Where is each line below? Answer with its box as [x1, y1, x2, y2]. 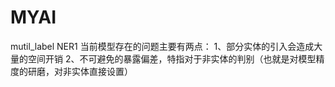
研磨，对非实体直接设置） [27, 65, 133, 77]
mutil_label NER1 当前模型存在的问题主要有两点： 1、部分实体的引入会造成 [10, 40, 315, 52]
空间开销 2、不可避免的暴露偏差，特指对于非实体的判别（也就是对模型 [27, 52, 317, 65]
